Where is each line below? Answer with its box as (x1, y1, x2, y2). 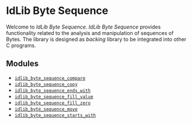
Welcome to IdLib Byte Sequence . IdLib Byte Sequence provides (6, 23, 161, 30)
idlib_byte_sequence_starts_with (14, 112, 96, 118)
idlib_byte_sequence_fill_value (14, 94, 93, 100)
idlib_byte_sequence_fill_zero (14, 100, 91, 106)
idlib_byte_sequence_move (14, 106, 78, 112)
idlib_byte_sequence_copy (14, 82, 78, 87)
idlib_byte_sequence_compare (14, 75, 86, 81)
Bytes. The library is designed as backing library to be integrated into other (6, 36, 187, 42)
